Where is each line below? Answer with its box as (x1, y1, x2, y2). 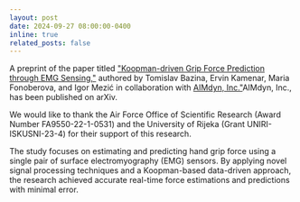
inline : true (9, 30, 59, 39)
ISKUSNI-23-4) (9, 128, 66, 140)
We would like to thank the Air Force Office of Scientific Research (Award (9, 109, 282, 120)
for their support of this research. (67, 128, 192, 140)
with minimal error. (9, 184, 79, 195)
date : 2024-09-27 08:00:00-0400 (9, 22, 131, 31)
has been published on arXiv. (9, 92, 118, 103)
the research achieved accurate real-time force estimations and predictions (9, 175, 291, 186)
